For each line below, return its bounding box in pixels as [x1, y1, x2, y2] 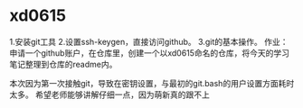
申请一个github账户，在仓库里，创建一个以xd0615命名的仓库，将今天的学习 [9, 47, 290, 58]
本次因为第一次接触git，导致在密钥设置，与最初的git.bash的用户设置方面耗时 [9, 77, 295, 88]
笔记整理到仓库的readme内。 [9, 58, 118, 69]
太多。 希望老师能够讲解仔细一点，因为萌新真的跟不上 [9, 89, 210, 100]
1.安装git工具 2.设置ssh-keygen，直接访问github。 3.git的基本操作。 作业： [9, 36, 289, 47]
